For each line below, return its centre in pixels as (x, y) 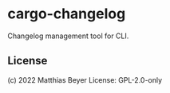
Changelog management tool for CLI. (68, 36)
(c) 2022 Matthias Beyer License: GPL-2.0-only (85, 79)
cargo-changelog (67, 14)
